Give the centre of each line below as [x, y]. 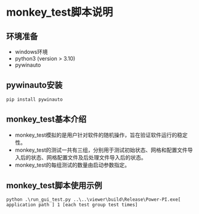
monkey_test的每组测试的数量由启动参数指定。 [72, 165]
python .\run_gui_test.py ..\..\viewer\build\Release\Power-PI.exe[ [94, 200]
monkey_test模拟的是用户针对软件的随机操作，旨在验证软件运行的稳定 [101, 135]
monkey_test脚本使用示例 [54, 186]
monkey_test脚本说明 [60, 12]
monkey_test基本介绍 [46, 120]
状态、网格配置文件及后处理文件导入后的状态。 [89, 157]
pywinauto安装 [34, 85]
